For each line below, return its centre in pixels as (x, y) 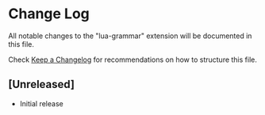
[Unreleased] (42, 84)
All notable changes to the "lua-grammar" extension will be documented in (130, 36)
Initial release (41, 103)
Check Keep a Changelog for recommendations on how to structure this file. (133, 59)
